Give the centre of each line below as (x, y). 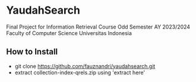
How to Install (32, 52)
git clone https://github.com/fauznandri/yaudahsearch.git (85, 66)
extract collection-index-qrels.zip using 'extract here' (80, 72)
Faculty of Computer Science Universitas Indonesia (69, 33)
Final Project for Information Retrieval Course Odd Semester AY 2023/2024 (98, 27)
